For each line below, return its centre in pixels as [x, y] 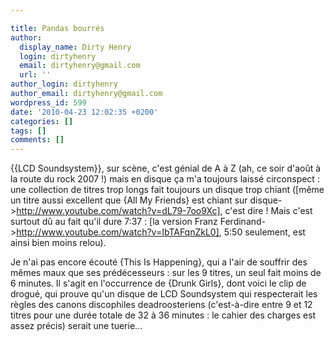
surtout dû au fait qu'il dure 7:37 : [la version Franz [114, 222]
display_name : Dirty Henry [75, 47]
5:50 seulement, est [264, 232]
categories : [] [42, 121]
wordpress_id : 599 [48, 102]
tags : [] [28, 131]
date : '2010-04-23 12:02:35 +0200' [84, 112]
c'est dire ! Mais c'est [268, 211]
